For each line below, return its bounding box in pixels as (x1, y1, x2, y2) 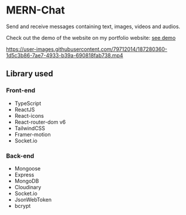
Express (14, 171, 35, 178)
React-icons (14, 112, 44, 119)
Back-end (6, 152, 35, 160)
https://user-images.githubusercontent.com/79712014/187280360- (6, 45, 168, 53)
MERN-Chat (6, 4, 66, 17)
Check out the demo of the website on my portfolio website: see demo (6, 34, 176, 41)
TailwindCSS (14, 124, 46, 132)
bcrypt (14, 202, 31, 209)
